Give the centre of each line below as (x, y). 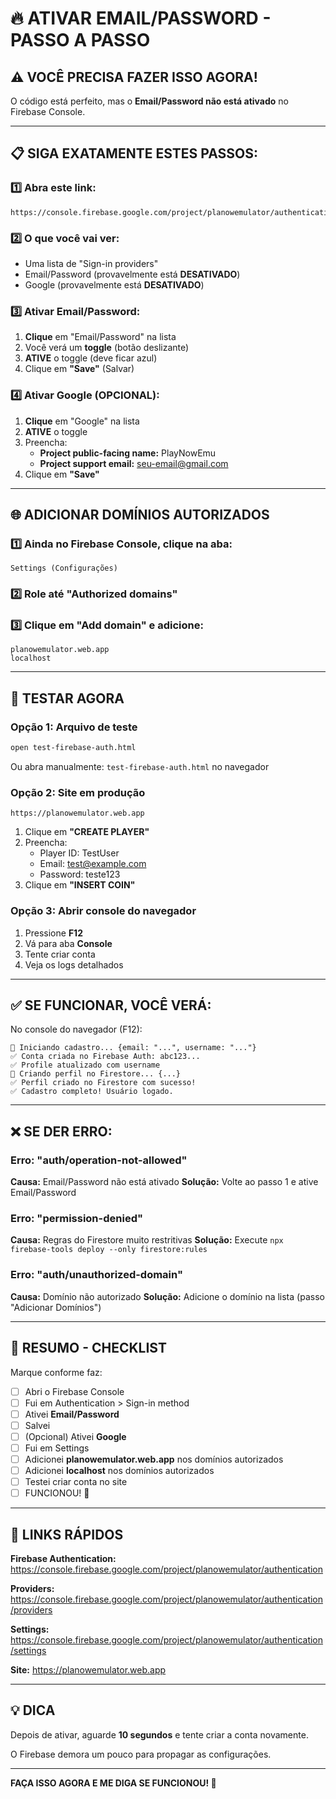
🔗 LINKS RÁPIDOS (67, 1534)
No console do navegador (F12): (76, 1029)
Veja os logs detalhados (74, 964)
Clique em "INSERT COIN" (80, 885)
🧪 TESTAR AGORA (67, 698)
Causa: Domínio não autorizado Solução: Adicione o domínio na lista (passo (167, 1296)
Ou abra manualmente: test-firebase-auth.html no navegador (140, 767)
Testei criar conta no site (76, 1482)
